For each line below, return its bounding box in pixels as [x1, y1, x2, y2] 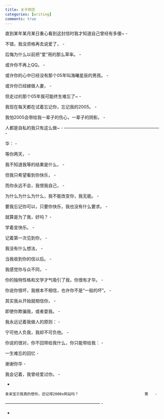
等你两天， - [5, 151, 31, 157]
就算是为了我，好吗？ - [5, 214, 52, 220]
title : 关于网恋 [5, 7, 35, 12]
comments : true [5, 16, 36, 21]
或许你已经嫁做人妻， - [5, 83, 52, 89]
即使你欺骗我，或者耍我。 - [5, 308, 61, 314]
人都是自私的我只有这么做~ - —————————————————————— [5, 125, 159, 131]
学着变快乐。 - [5, 225, 34, 230]
